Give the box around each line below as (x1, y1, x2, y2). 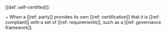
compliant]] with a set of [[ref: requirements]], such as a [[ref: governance (5, 19, 161, 25)
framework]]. (5, 24, 33, 30)
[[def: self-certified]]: (5, 4, 50, 10)
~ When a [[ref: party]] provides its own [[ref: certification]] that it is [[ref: (5, 14, 160, 19)
